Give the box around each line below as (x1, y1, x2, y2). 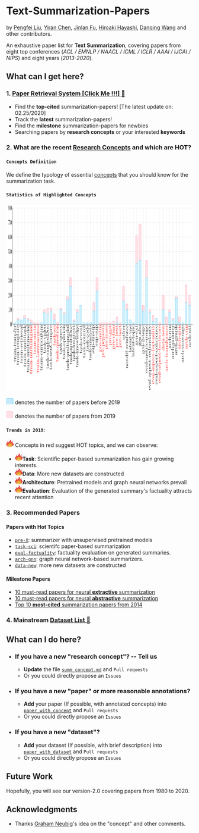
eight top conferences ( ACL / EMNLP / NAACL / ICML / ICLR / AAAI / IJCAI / (6, 48, 191, 55)
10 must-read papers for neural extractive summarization (14, 588, 155, 596)
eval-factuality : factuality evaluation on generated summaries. (14, 549, 171, 556)
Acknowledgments (6, 804, 78, 815)
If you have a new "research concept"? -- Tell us (14, 652, 158, 660)
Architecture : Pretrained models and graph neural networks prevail (22, 479, 187, 486)
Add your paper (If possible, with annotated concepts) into (23, 700, 167, 707)
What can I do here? (6, 634, 82, 644)
